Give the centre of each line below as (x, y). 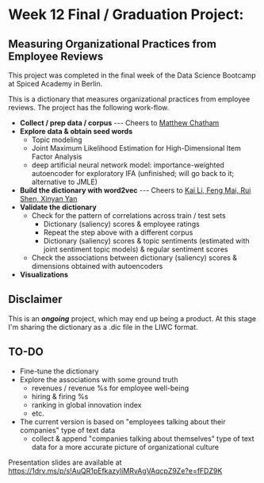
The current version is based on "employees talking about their (122, 421)
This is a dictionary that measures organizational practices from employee (129, 99)
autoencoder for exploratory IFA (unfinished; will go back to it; (133, 173)
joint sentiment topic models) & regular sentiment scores (136, 249)
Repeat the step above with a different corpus (118, 232)
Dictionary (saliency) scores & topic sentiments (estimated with (146, 241)
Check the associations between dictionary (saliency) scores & (134, 258)
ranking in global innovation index (86, 404)
